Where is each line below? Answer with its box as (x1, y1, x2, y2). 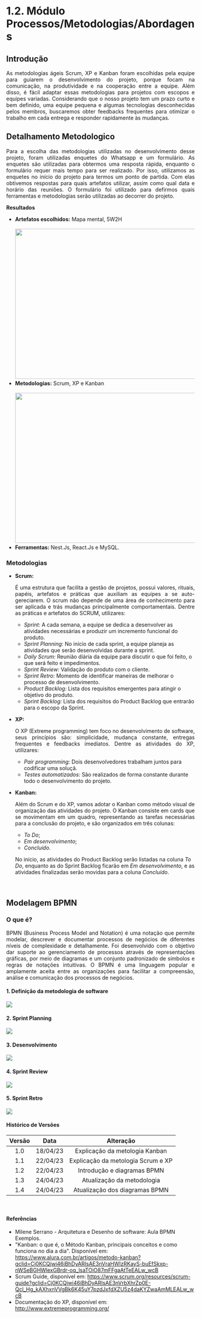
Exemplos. (14, 1234, 41, 1242)
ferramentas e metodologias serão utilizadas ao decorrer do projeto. (6, 192, 175, 199)
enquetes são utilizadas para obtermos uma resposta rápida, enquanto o (6, 160, 195, 168)
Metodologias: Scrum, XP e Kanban (14, 380, 105, 387)
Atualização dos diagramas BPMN (73, 1186, 169, 1194)
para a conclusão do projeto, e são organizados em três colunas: (14, 820, 175, 827)
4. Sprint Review (6, 1068, 48, 1075)
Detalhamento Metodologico (6, 132, 115, 142)
